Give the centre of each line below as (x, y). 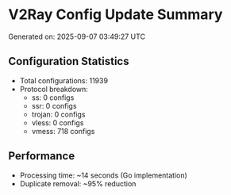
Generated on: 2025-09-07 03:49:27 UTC (77, 36)
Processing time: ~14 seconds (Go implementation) (104, 175)
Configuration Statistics (69, 61)
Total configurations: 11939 (64, 80)
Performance (42, 156)
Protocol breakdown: (54, 89)
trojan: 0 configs (58, 114)
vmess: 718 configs (63, 131)
